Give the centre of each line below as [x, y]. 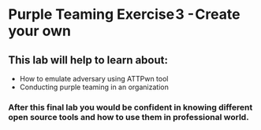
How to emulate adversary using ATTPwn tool [94, 79]
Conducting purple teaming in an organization [94, 87]
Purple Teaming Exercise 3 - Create [124, 14]
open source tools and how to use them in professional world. [129, 117]
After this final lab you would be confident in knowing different [130, 107]
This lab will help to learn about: [88, 60]
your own [40, 31]
